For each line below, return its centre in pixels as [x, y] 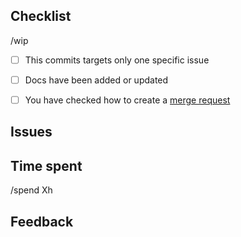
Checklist [41, 16]
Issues [31, 132]
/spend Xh [31, 190]
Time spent [46, 165]
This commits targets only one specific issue [117, 60]
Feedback [42, 221]
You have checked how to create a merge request [127, 100]
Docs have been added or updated [96, 80]
